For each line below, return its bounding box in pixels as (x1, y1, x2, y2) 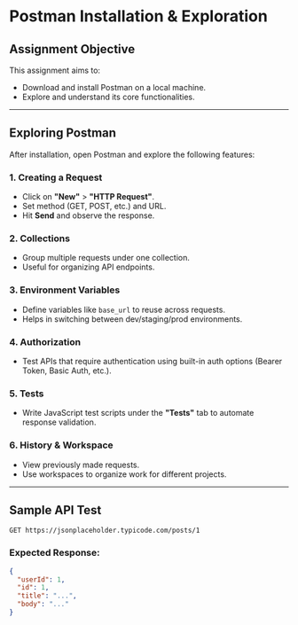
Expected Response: (9, 547, 100, 559)
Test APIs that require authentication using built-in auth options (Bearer (21, 356, 283, 366)
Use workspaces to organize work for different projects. (21, 468, 227, 480)
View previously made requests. (21, 459, 140, 470)
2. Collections (9, 232, 71, 245)
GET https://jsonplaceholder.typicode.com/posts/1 (9, 526, 200, 535)
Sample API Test (9, 503, 102, 518)
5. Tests (9, 387, 44, 400)
